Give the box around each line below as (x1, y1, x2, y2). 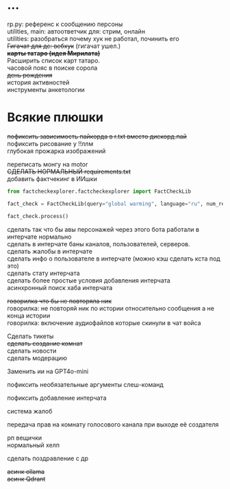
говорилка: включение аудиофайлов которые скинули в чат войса (7, 318, 201, 326)
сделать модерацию (7, 354, 67, 362)
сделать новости (7, 346, 57, 355)
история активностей (7, 78, 70, 86)
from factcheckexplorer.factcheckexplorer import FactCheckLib (7, 188, 192, 195)
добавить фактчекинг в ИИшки (7, 174, 98, 182)
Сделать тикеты (7, 332, 54, 340)
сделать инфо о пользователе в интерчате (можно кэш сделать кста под (7, 254, 220, 263)
